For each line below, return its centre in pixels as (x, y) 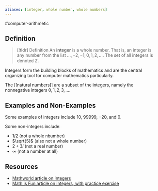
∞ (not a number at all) (35, 151)
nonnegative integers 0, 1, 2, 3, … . (38, 90)
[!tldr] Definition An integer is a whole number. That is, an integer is (84, 50)
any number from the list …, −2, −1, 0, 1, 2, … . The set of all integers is (85, 55)
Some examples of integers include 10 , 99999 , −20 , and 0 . (63, 117)
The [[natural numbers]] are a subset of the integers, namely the (69, 85)
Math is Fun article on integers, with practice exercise (65, 183)
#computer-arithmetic (27, 23)
